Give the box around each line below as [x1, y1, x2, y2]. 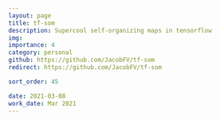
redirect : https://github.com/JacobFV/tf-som [8, 64, 162, 72]
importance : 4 [8, 41, 56, 49]
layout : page [8, 11, 52, 20]
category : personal [8, 48, 73, 56]
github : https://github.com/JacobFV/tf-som [8, 56, 155, 64]
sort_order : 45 [8, 77, 59, 86]
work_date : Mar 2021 [8, 99, 77, 107]
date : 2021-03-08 [8, 92, 66, 100]
